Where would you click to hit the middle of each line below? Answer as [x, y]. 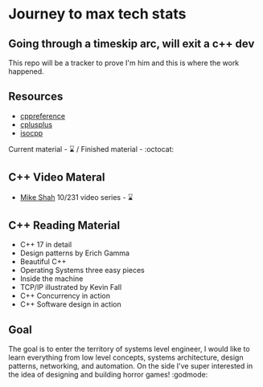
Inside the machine [51, 279]
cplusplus [36, 124]
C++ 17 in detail [46, 245]
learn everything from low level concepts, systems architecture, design [126, 357]
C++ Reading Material [64, 226]
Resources [36, 97]
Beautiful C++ [43, 262]
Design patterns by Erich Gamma [75, 253]
